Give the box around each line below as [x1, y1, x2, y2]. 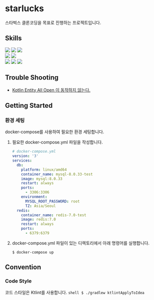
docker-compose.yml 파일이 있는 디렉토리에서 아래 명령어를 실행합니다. [12, 240, 150, 246]
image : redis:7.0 [21, 217, 56, 222]
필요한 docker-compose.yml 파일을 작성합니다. [12, 140, 103, 145]
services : [12, 158, 33, 163]
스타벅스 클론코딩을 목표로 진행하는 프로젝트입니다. [5, 20, 102, 25]
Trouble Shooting [5, 74, 59, 82]
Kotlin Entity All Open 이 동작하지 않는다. [12, 87, 91, 93]
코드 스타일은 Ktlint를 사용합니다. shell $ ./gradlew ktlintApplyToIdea [5, 289, 145, 295]
